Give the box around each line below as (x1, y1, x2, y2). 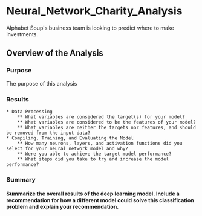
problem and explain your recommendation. (6, 203, 119, 211)
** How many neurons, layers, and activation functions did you (17, 140, 183, 146)
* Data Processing (6, 109, 53, 115)
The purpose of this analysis (6, 80, 77, 87)
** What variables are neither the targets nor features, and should (17, 124, 197, 130)
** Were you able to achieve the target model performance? (17, 151, 172, 157)
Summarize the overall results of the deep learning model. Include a (6, 190, 180, 197)
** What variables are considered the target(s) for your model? (17, 113, 186, 120)
